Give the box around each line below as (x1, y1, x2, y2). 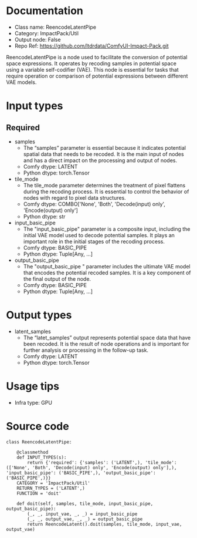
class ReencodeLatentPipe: (6, 439, 72, 445)
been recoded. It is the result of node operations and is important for (23, 340, 189, 347)
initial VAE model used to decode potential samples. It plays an (23, 231, 175, 238)
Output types (6, 308, 72, 322)
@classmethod (16, 449, 49, 455)
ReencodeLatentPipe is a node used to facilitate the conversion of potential (6, 53, 188, 60)
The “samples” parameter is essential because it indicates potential (23, 144, 186, 151)
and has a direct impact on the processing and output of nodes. (23, 157, 178, 164)
